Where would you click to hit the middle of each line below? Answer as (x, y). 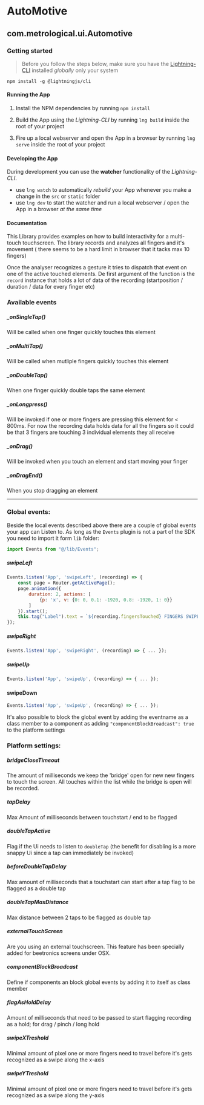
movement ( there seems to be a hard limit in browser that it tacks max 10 (98, 249)
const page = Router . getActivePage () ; (67, 583)
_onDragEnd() (25, 475)
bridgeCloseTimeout (33, 760)
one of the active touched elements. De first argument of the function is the (101, 274)
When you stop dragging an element (52, 491)
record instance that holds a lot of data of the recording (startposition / (95, 280)
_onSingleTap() (26, 317)
